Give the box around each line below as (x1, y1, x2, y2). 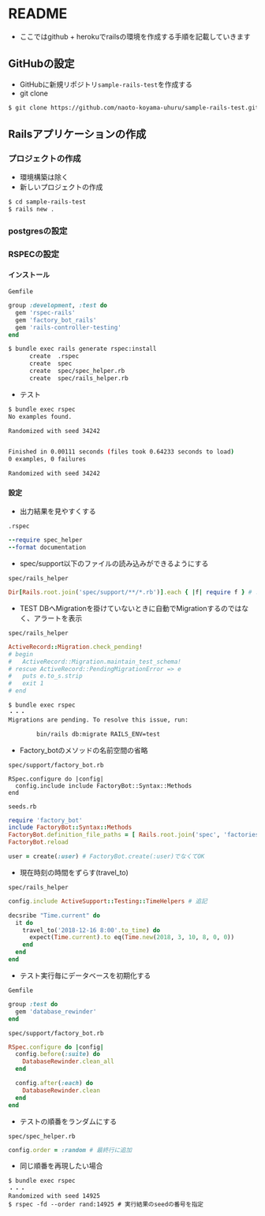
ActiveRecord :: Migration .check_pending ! (8, 643, 144, 651)
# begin (8, 650, 34, 658)
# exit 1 (8, 680, 44, 688)
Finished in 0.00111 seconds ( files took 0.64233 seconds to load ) (8, 448, 235, 456)
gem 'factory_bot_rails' (15, 316, 97, 324)
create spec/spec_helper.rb (28, 367, 125, 375)
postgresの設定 (8, 226, 68, 237)
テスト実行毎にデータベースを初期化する (19, 971, 151, 980)
